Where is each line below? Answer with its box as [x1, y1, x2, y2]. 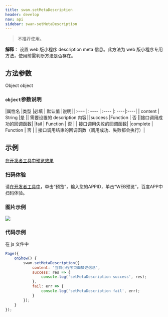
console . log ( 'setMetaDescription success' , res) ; [41, 274, 147, 279]
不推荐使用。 [17, 36, 44, 42]
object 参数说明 [5, 96, 42, 103]
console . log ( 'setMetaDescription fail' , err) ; [41, 288, 140, 294]
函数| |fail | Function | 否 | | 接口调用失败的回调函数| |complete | [22, 121, 153, 127]
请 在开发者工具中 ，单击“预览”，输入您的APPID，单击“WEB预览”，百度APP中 [5, 184, 163, 190]
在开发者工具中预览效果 [5, 158, 54, 164]
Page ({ [5, 251, 19, 256]
